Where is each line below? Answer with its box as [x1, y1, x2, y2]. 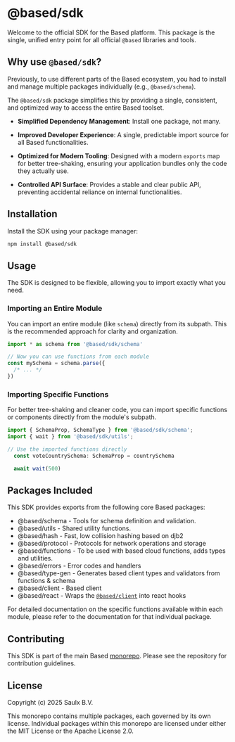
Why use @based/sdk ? [7, 56, 102, 68]
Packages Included [7, 484, 93, 497]
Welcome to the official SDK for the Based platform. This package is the [7, 28, 215, 37]
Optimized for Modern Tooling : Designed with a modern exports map [17, 151, 220, 160]
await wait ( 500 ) [13, 465, 61, 472]
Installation [7, 208, 58, 220]
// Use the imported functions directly [7, 445, 128, 453]
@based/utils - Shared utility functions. [17, 524, 132, 532]
